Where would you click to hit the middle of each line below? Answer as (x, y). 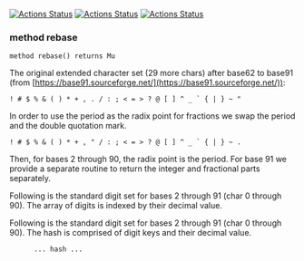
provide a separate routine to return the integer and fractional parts (135, 169)
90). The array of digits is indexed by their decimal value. (116, 206)
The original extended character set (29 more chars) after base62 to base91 (151, 73)
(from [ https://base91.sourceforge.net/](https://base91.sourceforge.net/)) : (147, 82)
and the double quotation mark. (68, 126)
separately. (30, 179)
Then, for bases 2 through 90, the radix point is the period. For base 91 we (148, 159)
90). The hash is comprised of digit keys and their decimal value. (131, 233)
